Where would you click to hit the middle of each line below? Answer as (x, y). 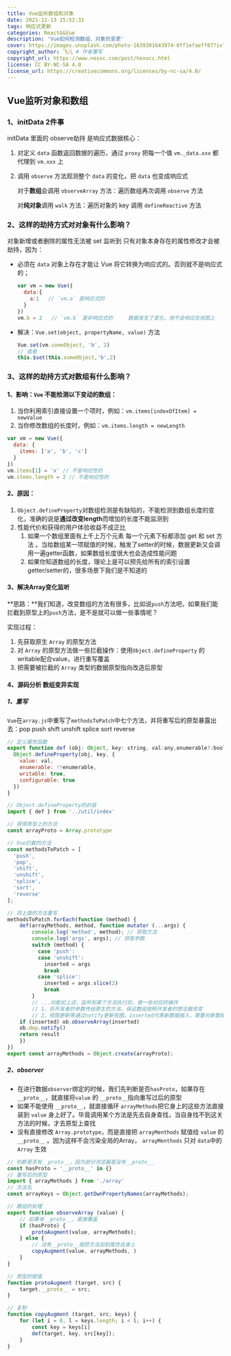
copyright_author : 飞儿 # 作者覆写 (55, 52)
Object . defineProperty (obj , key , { (64, 755)
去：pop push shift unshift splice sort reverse (71, 729)
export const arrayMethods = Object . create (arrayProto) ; (90, 1053)
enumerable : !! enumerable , (58, 768)
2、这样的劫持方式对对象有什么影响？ (69, 225)
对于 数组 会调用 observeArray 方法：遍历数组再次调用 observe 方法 (110, 191)
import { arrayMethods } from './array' (66, 1181)
